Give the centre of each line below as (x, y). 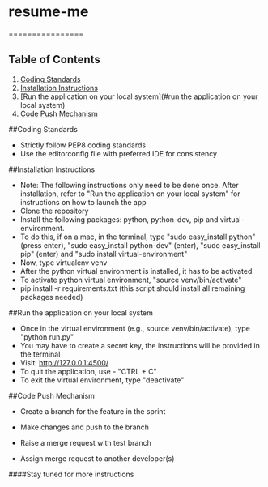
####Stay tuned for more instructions (71, 474)
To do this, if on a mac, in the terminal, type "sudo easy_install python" (138, 237)
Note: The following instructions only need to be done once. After (129, 185)
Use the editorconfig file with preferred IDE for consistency (118, 153)
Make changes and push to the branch (85, 427)
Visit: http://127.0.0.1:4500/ (64, 362)
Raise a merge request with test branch (85, 442)
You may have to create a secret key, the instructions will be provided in (140, 345)
